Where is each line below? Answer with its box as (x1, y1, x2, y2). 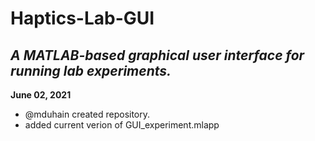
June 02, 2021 (10, 89, 72, 101)
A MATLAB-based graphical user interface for (10, 47, 305, 64)
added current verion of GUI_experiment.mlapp (24, 119, 220, 131)
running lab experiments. (10, 62, 172, 79)
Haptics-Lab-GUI (10, 7, 155, 30)
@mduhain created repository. (24, 108, 151, 120)
